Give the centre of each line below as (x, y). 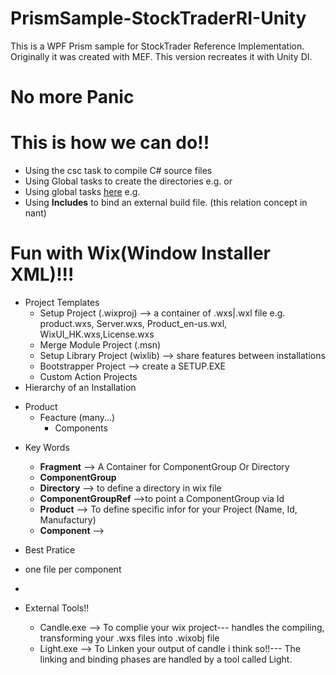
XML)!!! (42, 274)
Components (81, 428)
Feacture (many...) (77, 417)
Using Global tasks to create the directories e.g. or (128, 181)
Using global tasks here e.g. (82, 192)
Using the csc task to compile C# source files (118, 171)
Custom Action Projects (88, 376)
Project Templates (62, 302)
